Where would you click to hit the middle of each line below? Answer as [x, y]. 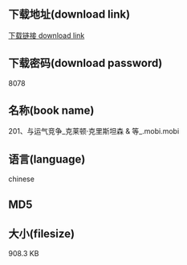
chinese [21, 179]
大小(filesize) [41, 234]
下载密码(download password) [85, 63]
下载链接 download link [47, 35]
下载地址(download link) [69, 14]
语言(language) [47, 159]
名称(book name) [51, 111]
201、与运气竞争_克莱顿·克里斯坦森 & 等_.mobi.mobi [94, 131]
